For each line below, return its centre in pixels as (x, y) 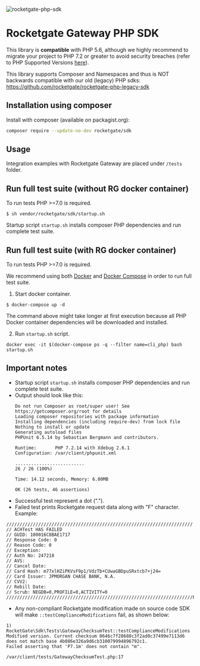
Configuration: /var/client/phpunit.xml (65, 453)
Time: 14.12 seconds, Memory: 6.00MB (62, 479)
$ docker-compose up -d (36, 305)
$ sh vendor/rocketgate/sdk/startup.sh (56, 214)
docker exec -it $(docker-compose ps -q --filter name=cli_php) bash (94, 345)
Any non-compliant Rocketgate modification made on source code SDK (102, 608)
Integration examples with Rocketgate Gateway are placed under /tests (94, 163)
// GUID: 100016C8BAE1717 (38, 535)
